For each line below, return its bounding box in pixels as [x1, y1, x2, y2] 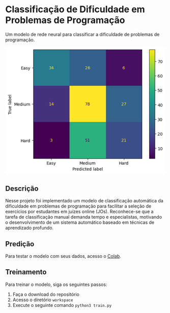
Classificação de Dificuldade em [5, 4, 145, 15]
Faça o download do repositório [12, 291, 80, 297]
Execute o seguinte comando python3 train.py [12, 302, 112, 308]
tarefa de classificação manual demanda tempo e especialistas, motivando [5, 214, 162, 220]
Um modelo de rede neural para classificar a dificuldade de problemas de [5, 31, 160, 37]
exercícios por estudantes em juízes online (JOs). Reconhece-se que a [5, 208, 154, 215]
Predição [5, 240, 35, 248]
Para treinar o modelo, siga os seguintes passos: [5, 281, 107, 288]
